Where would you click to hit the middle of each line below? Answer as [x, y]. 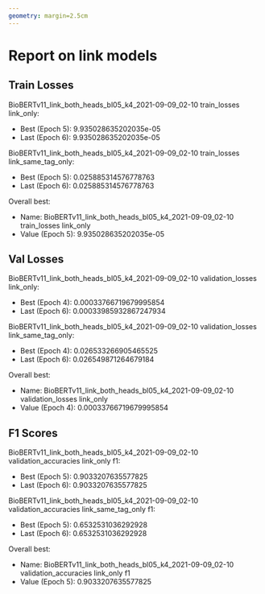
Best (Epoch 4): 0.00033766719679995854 [92, 303]
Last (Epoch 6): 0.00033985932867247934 [93, 311]
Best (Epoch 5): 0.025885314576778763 [87, 177]
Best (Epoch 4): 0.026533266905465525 [89, 351]
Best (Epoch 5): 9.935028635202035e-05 [90, 129]
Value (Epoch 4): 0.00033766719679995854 [94, 408]
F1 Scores [33, 433]
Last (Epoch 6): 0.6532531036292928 [83, 534]
